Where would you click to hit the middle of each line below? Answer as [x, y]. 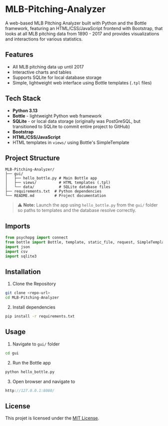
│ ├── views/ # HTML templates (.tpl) [58, 183]
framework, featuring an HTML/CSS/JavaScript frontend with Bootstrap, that [84, 28]
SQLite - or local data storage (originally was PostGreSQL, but [76, 121]
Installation [23, 272]
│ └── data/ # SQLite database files [58, 187]
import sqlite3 [21, 256]
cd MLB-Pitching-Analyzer [32, 298]
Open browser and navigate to [44, 381]
